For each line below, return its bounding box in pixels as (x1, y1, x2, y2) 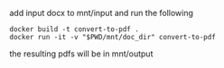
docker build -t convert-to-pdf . (9, 25, 140, 34)
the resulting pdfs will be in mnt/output (9, 48, 154, 59)
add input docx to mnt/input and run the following (9, 8, 194, 18)
